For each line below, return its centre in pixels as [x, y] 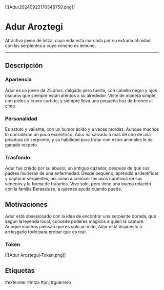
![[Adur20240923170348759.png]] [40, 7]
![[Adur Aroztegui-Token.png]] [35, 255]
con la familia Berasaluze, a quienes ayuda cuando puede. [64, 189]
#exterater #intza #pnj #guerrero [38, 282]
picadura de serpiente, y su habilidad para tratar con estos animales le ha [79, 140]
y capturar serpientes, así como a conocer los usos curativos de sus [74, 179]
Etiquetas [20, 271]
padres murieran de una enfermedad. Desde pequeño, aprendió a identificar [82, 173]
